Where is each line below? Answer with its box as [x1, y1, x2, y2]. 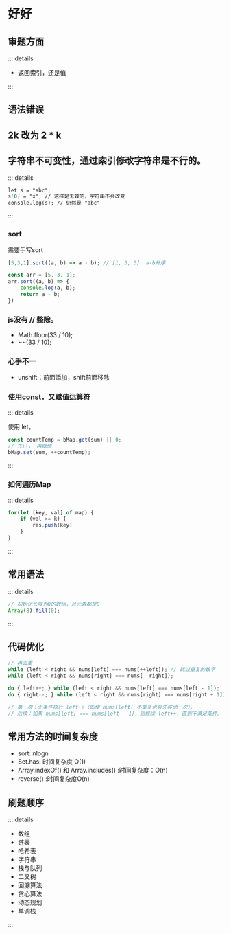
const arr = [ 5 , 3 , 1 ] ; [8, 272, 76, 279]
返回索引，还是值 [17, 69, 66, 76]
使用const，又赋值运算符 [8, 392, 91, 402]
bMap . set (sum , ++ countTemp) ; [8, 449, 91, 456]
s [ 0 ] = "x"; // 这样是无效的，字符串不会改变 [8, 193, 125, 200]
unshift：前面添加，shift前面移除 [17, 374, 110, 382]
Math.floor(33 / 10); [17, 331, 73, 339]
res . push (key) [32, 522, 73, 529]
